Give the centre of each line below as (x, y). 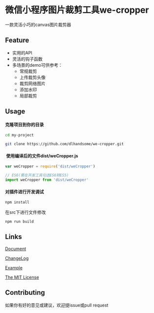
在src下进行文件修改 (26, 212)
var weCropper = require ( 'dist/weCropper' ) (50, 167)
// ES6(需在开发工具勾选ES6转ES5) (37, 175)
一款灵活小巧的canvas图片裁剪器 (38, 25)
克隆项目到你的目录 (25, 124)
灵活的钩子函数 (27, 59)
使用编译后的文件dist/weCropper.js (42, 156)
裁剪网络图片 (32, 83)
